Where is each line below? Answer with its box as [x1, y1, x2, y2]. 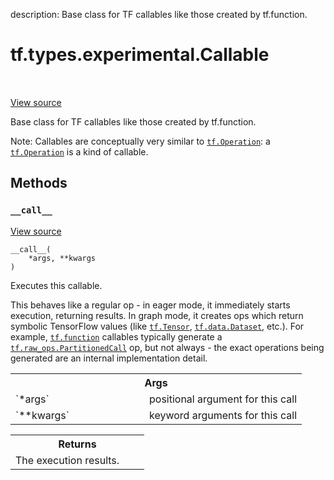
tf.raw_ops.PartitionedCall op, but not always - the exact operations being [10, 341, 325, 353]
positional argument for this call [149, 392, 298, 406]
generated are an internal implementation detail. [10, 352, 208, 364]
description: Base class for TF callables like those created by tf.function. [10, 9, 308, 20]
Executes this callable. [10, 279, 103, 291]
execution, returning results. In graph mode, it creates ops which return [10, 309, 304, 321]
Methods [10, 175, 68, 192]
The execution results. [15, 453, 120, 467]
